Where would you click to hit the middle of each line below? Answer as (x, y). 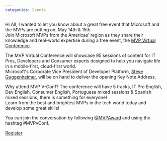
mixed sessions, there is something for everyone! (56, 97)
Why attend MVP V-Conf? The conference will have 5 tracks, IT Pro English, (84, 87)
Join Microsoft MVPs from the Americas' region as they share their (74, 35)
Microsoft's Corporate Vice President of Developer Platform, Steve (74, 72)
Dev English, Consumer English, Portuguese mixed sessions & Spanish (78, 92)
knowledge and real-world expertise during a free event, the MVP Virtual (80, 40)
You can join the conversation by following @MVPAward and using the (78, 118)
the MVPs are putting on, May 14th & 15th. (49, 29)
